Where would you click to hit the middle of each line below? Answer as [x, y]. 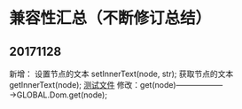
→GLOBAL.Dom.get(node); [59, 95]
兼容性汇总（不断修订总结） [110, 18]
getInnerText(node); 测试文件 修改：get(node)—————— [116, 85]
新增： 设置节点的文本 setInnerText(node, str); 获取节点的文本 [121, 74]
